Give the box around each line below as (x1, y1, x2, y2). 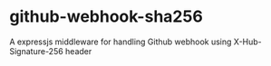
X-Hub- (233, 36, 263, 47)
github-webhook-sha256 (9, 6, 204, 27)
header (64, 45, 92, 56)
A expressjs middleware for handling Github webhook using (9, 36, 232, 47)
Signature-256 (9, 45, 63, 56)
